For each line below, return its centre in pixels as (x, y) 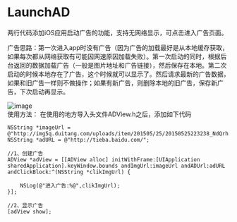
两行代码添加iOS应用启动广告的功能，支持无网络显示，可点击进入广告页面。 (117, 32)
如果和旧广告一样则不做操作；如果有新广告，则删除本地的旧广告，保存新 (112, 82)
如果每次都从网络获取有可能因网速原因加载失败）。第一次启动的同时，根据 (114, 56)
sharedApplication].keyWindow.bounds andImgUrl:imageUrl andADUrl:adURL (116, 166)
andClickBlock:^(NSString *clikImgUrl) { (69, 172)
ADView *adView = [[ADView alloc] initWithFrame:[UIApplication (104, 159)
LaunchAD (39, 12)
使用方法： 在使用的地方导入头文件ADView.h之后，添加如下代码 (99, 114)
